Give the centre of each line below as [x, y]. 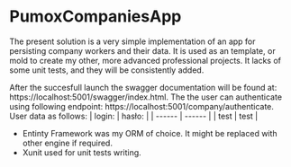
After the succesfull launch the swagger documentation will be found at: [143, 87]
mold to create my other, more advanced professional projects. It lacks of [145, 60]
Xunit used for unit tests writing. [82, 152]
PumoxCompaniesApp [95, 17]
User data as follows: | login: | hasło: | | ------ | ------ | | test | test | [134, 116]
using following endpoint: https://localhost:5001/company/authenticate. [142, 106]
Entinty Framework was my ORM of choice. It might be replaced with [150, 133]
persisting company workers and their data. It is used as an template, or [143, 50]
